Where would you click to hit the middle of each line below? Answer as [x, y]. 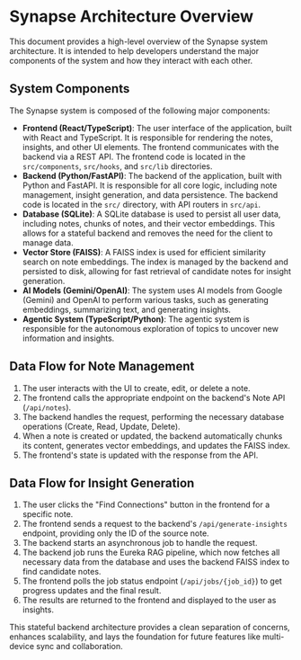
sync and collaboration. [79, 647]
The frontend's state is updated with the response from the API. [140, 455]
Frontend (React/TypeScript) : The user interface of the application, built [157, 128]
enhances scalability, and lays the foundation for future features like [135, 637]
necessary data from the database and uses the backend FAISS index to [156, 562]
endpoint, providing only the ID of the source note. [115, 533]
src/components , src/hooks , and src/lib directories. [117, 166]
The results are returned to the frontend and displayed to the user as [149, 601]
